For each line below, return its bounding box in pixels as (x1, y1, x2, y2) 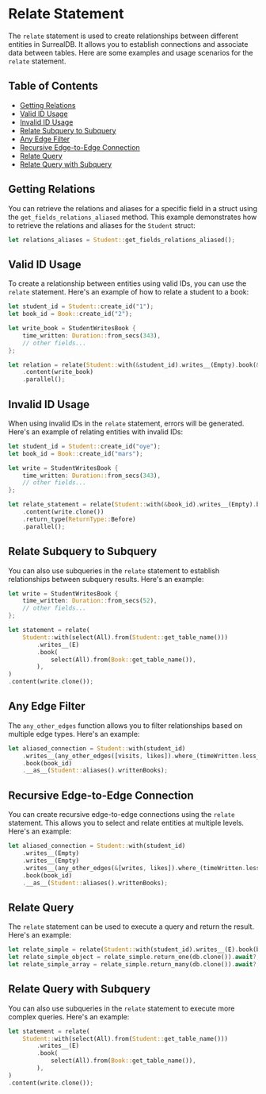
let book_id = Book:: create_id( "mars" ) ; (8, 449, 144, 457)
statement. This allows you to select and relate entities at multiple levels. (8, 819, 244, 828)
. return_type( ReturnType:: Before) (22, 515, 136, 523)
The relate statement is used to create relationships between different (8, 31, 239, 40)
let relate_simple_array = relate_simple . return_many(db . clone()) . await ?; (8, 960, 260, 969)
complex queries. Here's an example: (8, 1011, 130, 1021)
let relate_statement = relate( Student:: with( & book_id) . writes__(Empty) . (8, 501, 257, 509)
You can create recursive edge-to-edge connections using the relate (8, 810, 235, 819)
